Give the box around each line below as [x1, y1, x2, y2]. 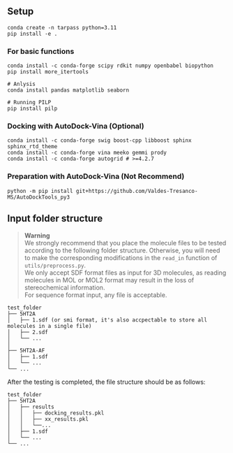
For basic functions [7, 46, 75, 56]
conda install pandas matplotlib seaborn [7, 87, 130, 94]
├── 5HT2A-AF [7, 347, 45, 354]
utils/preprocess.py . [24, 261, 86, 269]
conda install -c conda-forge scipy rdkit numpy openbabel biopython [7, 62, 214, 69]
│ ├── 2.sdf [7, 329, 49, 336]
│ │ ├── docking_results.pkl [7, 409, 105, 417]
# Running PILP [7, 99, 52, 106]
